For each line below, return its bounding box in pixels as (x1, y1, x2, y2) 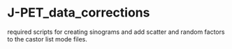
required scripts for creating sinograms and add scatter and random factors (7, 28, 225, 36)
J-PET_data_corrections (7, 5, 150, 21)
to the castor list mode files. (7, 35, 87, 43)
